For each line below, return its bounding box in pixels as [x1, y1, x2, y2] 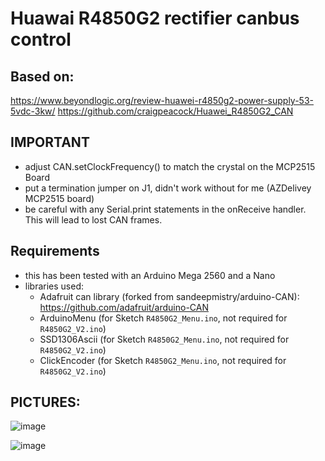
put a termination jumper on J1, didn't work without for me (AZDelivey [24, 182, 312, 194]
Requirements [10, 243, 100, 260]
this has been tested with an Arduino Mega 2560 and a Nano [24, 269, 276, 281]
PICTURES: [10, 394, 81, 411]
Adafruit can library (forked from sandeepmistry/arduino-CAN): [39, 290, 300, 302]
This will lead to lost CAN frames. [24, 213, 163, 226]
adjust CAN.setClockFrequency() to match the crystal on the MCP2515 [24, 160, 316, 172]
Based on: [10, 68, 75, 85]
